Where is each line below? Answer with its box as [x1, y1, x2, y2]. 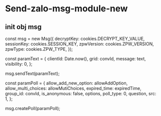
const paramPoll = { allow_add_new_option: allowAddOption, [5, 80, 128, 86]
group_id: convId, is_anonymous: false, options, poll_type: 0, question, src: [5, 91, 157, 96]
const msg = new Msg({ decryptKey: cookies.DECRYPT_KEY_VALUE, [5, 36, 145, 41]
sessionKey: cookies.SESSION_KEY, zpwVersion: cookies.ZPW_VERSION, [5, 41, 154, 47]
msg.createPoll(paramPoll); [5, 106, 61, 111]
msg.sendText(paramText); [5, 71, 60, 77]
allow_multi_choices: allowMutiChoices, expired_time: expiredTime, [5, 85, 142, 91]
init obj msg [5, 23, 42, 31]
